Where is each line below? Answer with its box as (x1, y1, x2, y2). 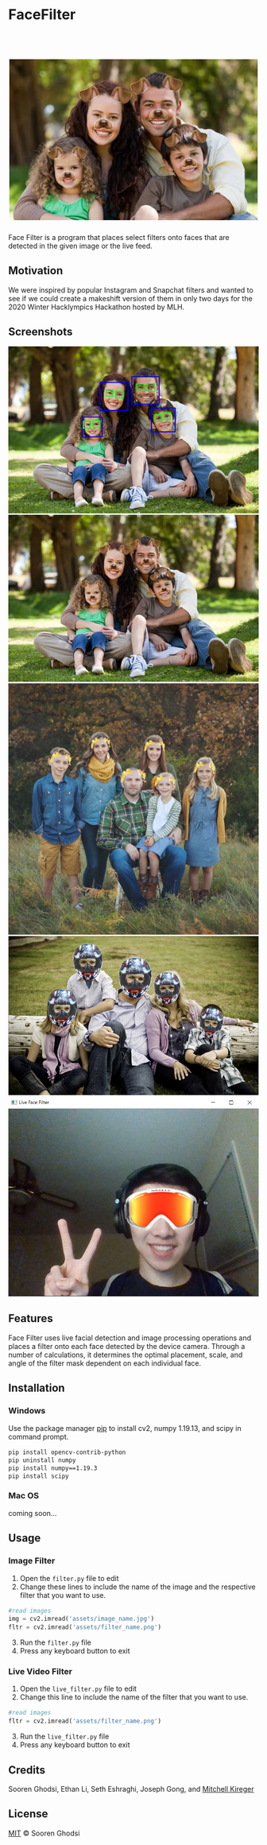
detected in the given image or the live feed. (8, 241, 153, 250)
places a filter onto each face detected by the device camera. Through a (8, 1341, 246, 1351)
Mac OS (8, 1490, 40, 1502)
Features (8, 1312, 53, 1325)
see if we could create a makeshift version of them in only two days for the (8, 293, 253, 303)
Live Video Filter (8, 1666, 73, 1677)
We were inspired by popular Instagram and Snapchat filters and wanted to (8, 285, 254, 295)
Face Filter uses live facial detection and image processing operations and (8, 1333, 252, 1343)
